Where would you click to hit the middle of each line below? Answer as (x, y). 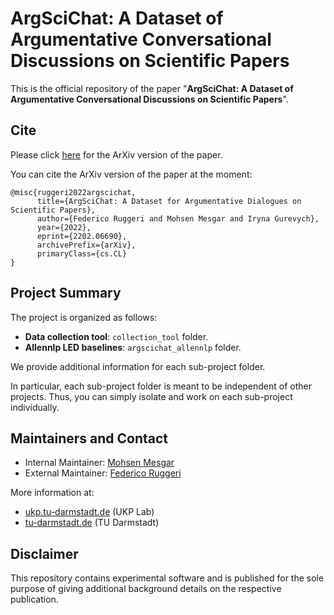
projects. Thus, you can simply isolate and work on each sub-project (151, 396)
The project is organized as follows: (84, 317)
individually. (35, 407)
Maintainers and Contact (89, 438)
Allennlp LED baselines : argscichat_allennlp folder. (133, 347)
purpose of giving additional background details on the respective (146, 589)
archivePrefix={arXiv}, (86, 245)
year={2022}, (64, 227)
